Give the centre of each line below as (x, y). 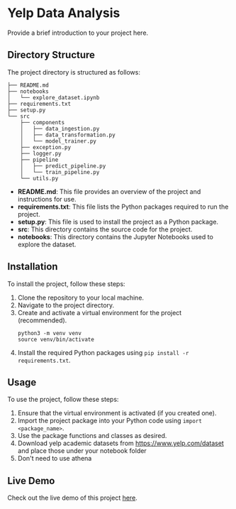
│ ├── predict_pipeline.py (63, 166)
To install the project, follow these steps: (66, 284)
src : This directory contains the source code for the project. (105, 229)
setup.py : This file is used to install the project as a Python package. (118, 221)
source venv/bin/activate (56, 339)
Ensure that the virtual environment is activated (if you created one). (117, 413)
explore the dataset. (47, 244)
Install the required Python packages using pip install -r (103, 352)
